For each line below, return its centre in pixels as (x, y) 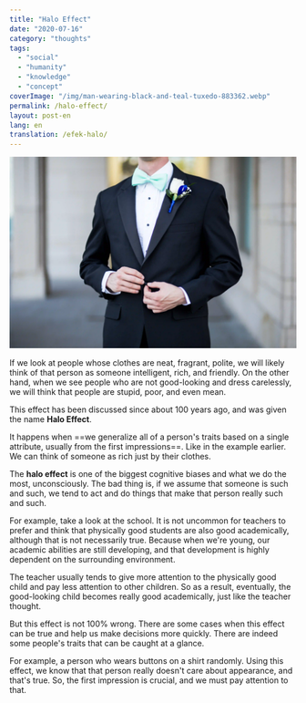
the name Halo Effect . (51, 419)
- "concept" (41, 87)
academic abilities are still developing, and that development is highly (140, 549)
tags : (20, 48)
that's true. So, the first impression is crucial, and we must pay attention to (149, 680)
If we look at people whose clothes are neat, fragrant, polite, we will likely (147, 362)
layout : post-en (40, 115)
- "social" (38, 58)
